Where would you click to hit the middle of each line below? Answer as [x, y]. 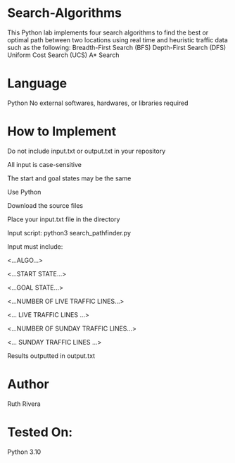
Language [37, 84]
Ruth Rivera [24, 404]
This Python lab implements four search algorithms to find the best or [108, 32]
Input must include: [35, 246]
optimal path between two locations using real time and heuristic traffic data [118, 39]
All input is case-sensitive [45, 164]
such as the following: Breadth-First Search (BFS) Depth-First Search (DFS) [117, 47]
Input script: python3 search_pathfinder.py [69, 233]
